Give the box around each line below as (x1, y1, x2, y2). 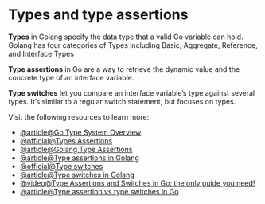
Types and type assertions (8, 6, 189, 24)
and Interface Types (8, 49, 74, 58)
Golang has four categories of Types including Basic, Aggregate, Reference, (8, 40, 258, 49)
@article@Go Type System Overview (19, 127, 142, 137)
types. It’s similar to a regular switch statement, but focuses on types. (8, 96, 236, 106)
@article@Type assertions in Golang (19, 153, 139, 163)
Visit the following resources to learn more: (8, 112, 150, 121)
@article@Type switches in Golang (19, 170, 134, 179)
